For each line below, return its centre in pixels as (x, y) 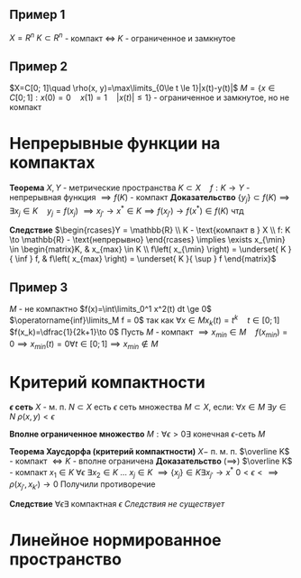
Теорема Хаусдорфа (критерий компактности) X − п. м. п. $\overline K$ (150, 452)
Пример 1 (37, 15)
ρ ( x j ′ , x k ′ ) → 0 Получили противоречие (82, 485)
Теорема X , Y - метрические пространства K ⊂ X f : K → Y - (130, 188)
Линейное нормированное (116, 540)
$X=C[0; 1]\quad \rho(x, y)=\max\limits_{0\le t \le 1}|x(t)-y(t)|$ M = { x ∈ (142, 88)
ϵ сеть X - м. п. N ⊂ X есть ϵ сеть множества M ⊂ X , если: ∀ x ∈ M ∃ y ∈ (148, 407)
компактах (52, 163)
